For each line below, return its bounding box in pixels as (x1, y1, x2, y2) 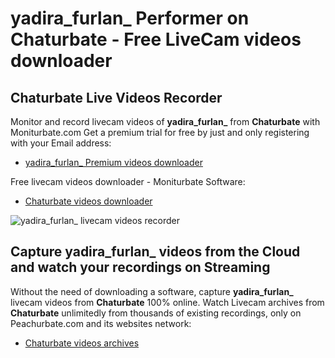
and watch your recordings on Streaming (10, 259, 271, 276)
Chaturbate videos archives (24, 337, 140, 349)
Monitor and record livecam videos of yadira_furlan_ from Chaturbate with (10, 116, 321, 127)
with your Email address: (10, 137, 112, 149)
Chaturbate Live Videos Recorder (10, 89, 223, 106)
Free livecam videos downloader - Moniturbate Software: (10, 176, 246, 187)
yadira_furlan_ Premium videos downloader (24, 157, 203, 168)
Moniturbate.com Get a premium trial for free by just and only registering (10, 127, 310, 138)
